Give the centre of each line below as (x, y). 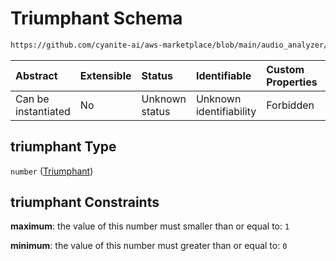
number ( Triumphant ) (52, 171)
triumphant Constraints (85, 202)
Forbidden (290, 105)
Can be (32, 99)
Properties (292, 82)
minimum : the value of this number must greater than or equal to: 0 (149, 246)
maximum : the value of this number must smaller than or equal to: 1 (150, 226)
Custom (285, 69)
